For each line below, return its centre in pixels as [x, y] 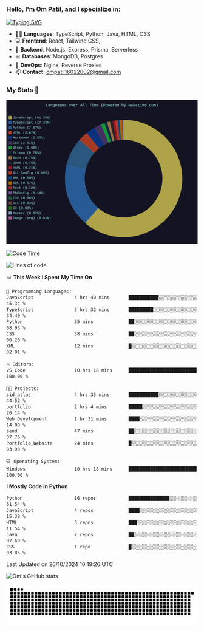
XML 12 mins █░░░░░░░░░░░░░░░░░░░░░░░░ [102, 346]
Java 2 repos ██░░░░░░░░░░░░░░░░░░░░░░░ [102, 534]
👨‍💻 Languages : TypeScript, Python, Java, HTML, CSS [83, 34]
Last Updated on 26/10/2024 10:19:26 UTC [60, 564]
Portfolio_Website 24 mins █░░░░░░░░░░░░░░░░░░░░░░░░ [102, 443]
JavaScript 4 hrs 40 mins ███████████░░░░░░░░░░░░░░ [102, 297]
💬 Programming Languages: [39, 291]
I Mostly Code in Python [37, 486]
